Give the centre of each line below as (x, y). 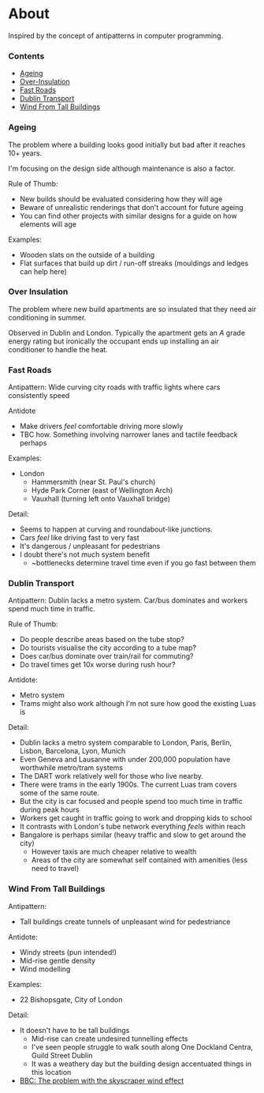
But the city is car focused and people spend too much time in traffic (131, 802)
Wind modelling (45, 969)
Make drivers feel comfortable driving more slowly (101, 426)
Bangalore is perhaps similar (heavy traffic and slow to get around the (133, 835)
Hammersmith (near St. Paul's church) (93, 482)
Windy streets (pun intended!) (68, 952)
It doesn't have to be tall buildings (74, 1030)
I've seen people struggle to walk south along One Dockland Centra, (142, 1046)
